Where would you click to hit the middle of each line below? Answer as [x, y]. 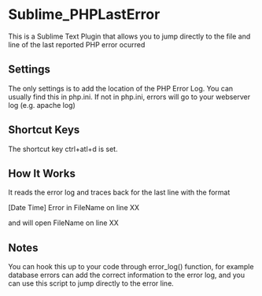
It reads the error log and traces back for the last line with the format [119, 192]
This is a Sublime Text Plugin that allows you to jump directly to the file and [129, 36]
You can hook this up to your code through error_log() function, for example [131, 267]
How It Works [42, 174]
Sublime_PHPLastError [84, 15]
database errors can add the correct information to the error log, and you [127, 275]
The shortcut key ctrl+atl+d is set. [63, 149]
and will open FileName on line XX [64, 223]
